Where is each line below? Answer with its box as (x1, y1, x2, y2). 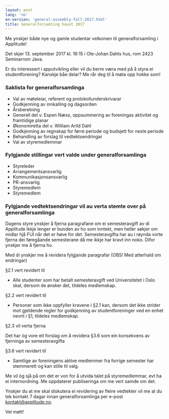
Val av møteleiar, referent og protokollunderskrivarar (12, 95, 121, 102)
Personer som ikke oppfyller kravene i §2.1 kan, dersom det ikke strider (12, 302, 161, 308)
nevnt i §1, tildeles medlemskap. (12, 313, 79, 319)
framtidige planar (12, 117, 49, 123)
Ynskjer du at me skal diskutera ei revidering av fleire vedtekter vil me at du (5, 388, 162, 394)
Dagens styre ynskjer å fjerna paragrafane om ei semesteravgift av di (5, 220, 150, 227)
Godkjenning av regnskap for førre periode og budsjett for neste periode (12, 128, 164, 134)
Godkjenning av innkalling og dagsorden (12, 101, 97, 107)
